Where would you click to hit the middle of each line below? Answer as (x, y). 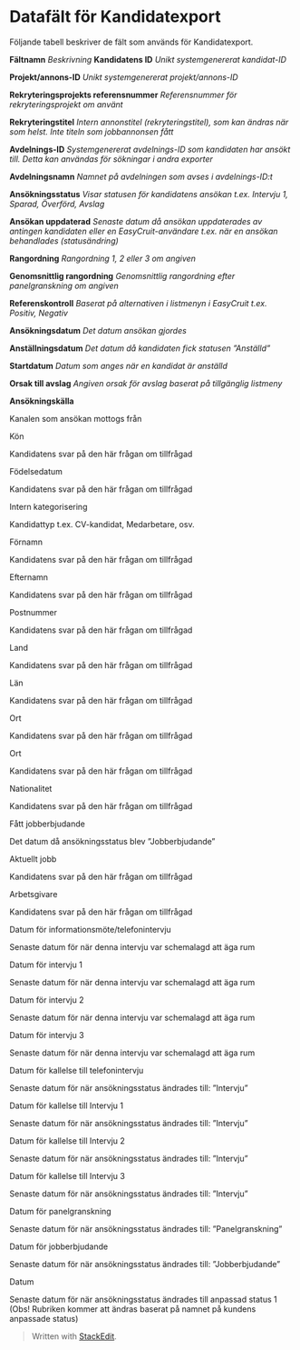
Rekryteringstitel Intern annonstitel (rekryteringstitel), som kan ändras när (149, 122)
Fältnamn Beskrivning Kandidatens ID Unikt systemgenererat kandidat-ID (148, 59)
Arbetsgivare (34, 894)
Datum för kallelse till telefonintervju (77, 1070)
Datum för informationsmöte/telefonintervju (91, 929)
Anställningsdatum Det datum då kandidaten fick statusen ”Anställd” (140, 348)
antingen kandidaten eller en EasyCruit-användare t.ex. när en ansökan (144, 231)
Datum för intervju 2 (47, 1000)
